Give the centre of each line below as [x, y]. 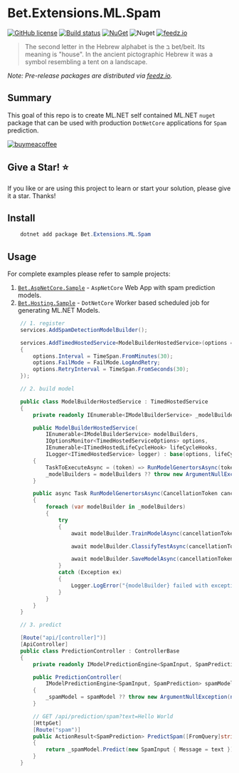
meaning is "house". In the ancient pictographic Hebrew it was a [119, 54]
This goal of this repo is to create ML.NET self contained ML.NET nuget [111, 115]
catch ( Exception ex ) [90, 572]
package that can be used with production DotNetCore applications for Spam [117, 123]
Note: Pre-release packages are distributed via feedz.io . [90, 76]
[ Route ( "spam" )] [57, 730]
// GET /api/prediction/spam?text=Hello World [103, 716]
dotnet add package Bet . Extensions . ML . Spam [86, 234]
